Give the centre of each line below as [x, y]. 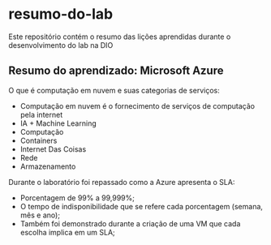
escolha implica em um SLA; [67, 232]
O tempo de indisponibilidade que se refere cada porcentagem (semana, [142, 206]
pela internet [41, 114]
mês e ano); [40, 215]
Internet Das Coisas [53, 149]
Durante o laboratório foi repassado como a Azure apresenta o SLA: [122, 182]
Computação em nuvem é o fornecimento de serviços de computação [138, 105]
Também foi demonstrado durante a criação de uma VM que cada [130, 223]
